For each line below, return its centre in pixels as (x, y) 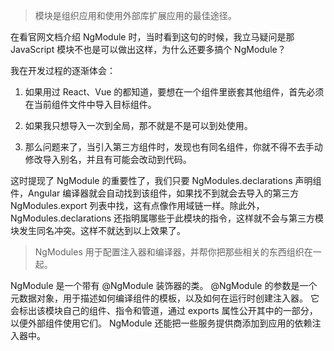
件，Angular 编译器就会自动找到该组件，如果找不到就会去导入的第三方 (155, 193)
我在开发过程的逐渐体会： (63, 70)
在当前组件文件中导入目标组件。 (90, 104)
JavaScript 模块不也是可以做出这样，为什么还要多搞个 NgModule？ (148, 49)
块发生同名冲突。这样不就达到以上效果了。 (98, 230)
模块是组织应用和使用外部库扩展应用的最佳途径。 (135, 15)
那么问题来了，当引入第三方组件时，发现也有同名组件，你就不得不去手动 (173, 147)
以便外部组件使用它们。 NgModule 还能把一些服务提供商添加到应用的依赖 (161, 323)
